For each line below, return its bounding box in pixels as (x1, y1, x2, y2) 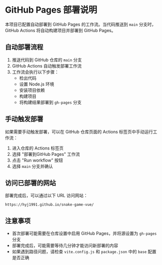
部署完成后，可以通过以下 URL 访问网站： (5, 193, 88, 199)
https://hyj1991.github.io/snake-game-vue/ (5, 202, 94, 207)
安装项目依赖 (19, 87, 45, 93)
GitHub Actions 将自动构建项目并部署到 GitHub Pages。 (5, 27, 116, 33)
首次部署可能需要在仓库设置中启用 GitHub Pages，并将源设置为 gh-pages (12, 231, 157, 236)
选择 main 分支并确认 (12, 163, 53, 169)
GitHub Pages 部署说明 (5, 4, 98, 16)
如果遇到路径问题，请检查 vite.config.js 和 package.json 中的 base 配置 (12, 248, 157, 255)
